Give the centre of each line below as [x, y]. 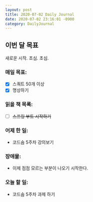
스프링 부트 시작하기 [32, 116]
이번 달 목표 [22, 45]
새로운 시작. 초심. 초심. [27, 58]
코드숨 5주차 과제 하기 [34, 194]
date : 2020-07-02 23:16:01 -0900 [40, 19]
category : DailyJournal [30, 24]
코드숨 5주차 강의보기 [33, 142]
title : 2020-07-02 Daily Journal [40, 14]
